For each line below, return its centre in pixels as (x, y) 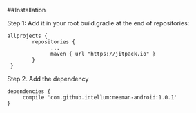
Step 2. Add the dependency (48, 79)
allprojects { (28, 36)
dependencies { (29, 92)
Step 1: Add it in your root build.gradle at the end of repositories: (98, 23)
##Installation (27, 10)
